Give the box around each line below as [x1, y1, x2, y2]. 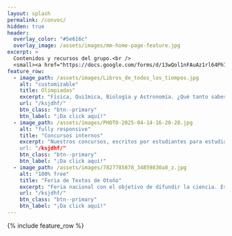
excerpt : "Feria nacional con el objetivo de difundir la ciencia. [19, 184, 217, 190]
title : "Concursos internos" [19, 132, 104, 139]
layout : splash [7, 10, 51, 17]
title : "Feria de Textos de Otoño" [19, 177, 122, 184]
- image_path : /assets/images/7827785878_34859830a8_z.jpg [13, 164, 187, 171]
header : [7, 29, 30, 37]
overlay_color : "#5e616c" [13, 36, 88, 43]
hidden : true [7, 23, 45, 30]
